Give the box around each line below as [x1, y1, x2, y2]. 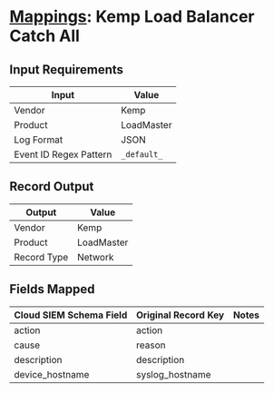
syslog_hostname [135, 368, 211, 380]
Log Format [14, 133, 64, 146]
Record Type [14, 251, 69, 263]
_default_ [121, 150, 163, 160]
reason [135, 339, 166, 351]
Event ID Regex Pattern [14, 148, 113, 161]
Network [76, 251, 114, 263]
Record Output [9, 179, 94, 194]
